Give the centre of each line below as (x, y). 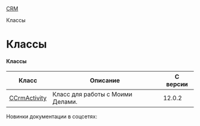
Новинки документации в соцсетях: (52, 116)
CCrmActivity (28, 98)
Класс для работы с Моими (93, 94)
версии (177, 84)
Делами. (65, 102)
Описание (105, 81)
